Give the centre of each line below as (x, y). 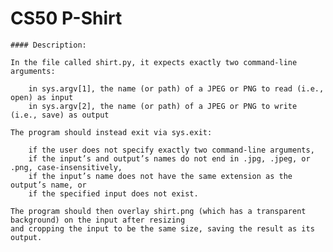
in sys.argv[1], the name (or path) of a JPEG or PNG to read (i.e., (176, 88)
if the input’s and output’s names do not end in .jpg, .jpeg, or (169, 158)
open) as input (42, 97)
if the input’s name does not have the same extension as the (160, 176)
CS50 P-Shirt (66, 18)
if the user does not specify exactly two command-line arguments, (171, 150)
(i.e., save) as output (60, 115)
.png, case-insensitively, (66, 167)
